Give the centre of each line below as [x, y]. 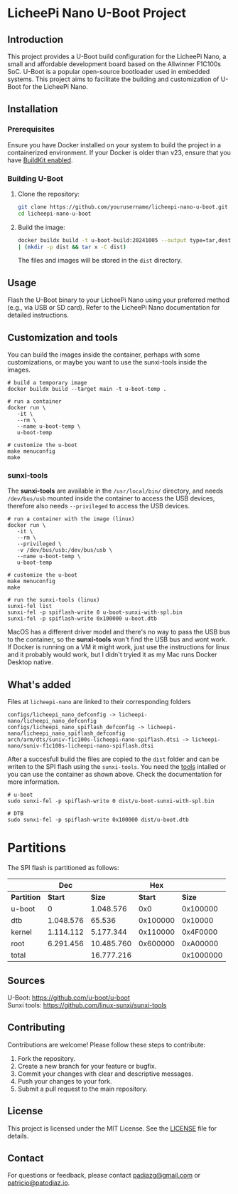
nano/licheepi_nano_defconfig [52, 721]
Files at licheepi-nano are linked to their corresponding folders [99, 702]
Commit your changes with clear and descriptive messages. [106, 1074]
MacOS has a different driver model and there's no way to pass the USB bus [119, 632]
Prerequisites [31, 130]
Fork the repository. [47, 1058]
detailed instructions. [38, 315]
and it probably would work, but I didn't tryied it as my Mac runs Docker [112, 655]
